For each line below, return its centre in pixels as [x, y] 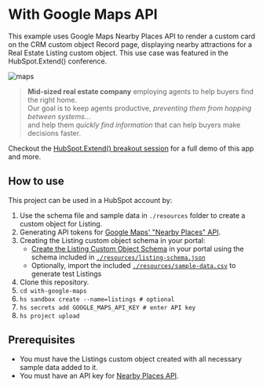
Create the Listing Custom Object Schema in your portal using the [137, 248]
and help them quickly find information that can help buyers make [134, 125]
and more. [25, 156]
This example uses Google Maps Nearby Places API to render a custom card [132, 36]
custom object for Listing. [61, 223]
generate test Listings [66, 274]
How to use [36, 181]
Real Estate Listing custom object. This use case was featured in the [119, 53]
